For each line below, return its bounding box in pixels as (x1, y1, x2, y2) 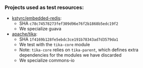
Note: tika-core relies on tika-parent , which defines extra (19, 47, 139, 53)
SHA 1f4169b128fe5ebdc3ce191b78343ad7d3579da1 (19, 36, 118, 42)
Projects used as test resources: (4, 4, 84, 11)
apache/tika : (11, 31, 38, 37)
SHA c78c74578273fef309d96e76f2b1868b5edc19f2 (19, 20, 118, 26)
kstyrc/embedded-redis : (11, 15, 62, 21)
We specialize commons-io (19, 58, 75, 64)
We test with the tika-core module (19, 42, 90, 48)
